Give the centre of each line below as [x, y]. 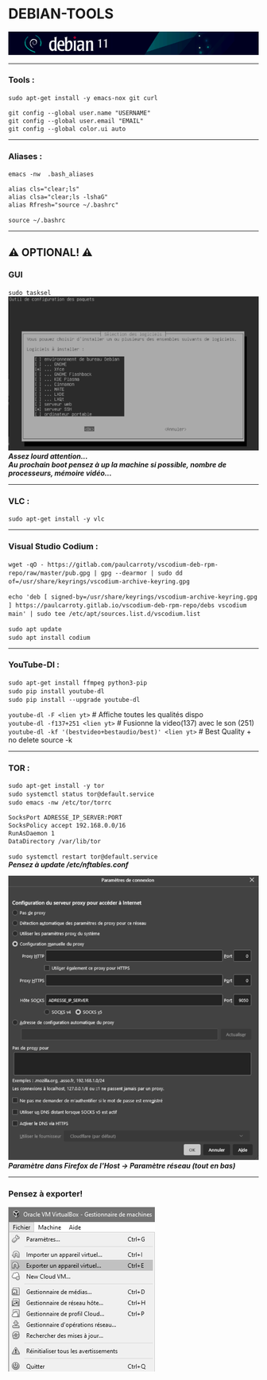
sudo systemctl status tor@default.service [81, 795]
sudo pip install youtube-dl [56, 691]
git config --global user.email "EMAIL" [76, 121]
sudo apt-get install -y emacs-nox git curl [83, 98]
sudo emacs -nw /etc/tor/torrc [60, 803]
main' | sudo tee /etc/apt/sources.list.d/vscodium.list [104, 614]
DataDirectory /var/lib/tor [55, 842]
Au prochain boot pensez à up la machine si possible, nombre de [118, 464]
